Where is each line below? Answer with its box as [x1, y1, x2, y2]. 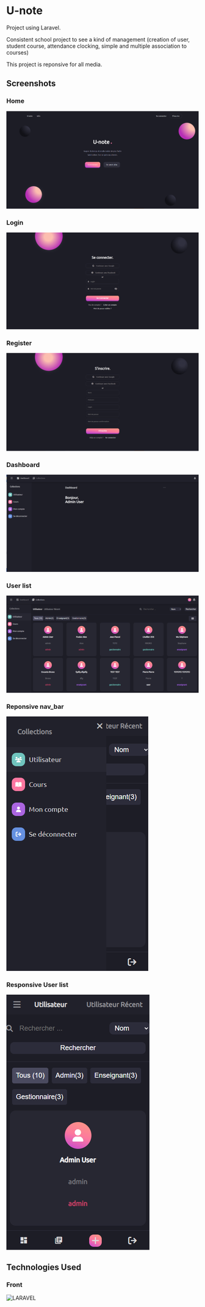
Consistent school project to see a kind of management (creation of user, [6, 36, 190, 43]
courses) [6, 48, 29, 56]
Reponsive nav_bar [6, 702, 64, 711]
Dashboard [6, 460, 40, 469]
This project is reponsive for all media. [6, 61, 103, 68]
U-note [6, 4, 43, 18]
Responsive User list [6, 980, 69, 989]
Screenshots [6, 78, 56, 89]
